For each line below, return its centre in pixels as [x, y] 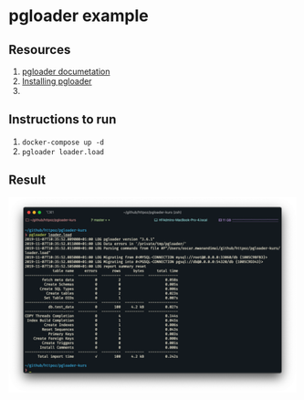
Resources [40, 50]
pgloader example [79, 16]
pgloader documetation [66, 71]
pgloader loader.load [63, 152]
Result [27, 180]
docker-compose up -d [63, 142]
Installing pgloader [57, 81]
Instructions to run [63, 120]
